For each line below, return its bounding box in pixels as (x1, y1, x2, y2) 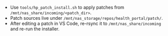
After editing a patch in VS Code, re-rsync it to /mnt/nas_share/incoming (10, 20, 161, 26)
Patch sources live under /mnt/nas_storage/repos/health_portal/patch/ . (10, 15, 163, 21)
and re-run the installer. (10, 26, 60, 32)
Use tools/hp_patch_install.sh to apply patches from (10, 5, 125, 10)
